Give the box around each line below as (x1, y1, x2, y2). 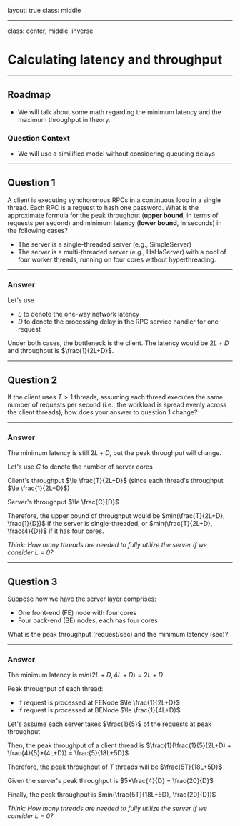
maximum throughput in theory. (17, 115, 111, 124)
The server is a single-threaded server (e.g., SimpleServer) (17, 239, 191, 249)
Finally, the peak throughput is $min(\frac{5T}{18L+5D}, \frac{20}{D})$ (7, 790, 216, 799)
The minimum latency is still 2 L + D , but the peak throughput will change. (7, 449, 221, 457)
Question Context (7, 133, 70, 143)
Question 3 (7, 575, 58, 588)
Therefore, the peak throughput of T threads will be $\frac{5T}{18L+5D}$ (7, 762, 223, 771)
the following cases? (7, 226, 68, 234)
